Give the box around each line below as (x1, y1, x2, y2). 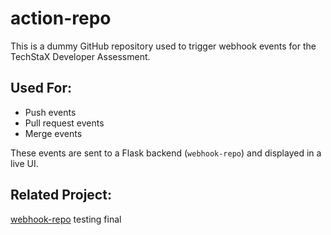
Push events (24, 106, 77, 118)
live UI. (10, 157, 39, 169)
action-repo (10, 7, 112, 30)
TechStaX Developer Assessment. (10, 50, 151, 62)
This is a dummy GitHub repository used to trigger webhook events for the (10, 40, 317, 52)
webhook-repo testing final (10, 213, 122, 225)
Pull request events (24, 117, 105, 129)
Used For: (10, 80, 73, 97)
